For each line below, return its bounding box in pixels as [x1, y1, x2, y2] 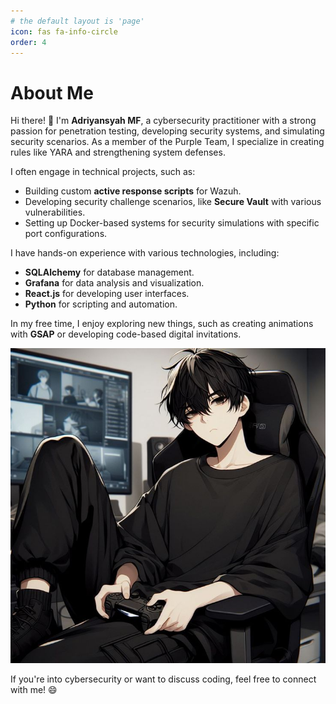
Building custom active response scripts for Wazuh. [24, 185, 242, 197]
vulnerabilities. [24, 206, 86, 219]
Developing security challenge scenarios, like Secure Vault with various [24, 196, 322, 208]
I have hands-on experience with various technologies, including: [10, 247, 280, 259]
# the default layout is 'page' [10, 16, 145, 26]
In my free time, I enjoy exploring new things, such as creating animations [10, 318, 314, 330]
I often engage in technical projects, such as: [10, 166, 196, 178]
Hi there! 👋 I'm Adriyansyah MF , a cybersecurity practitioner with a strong [10, 115, 317, 127]
